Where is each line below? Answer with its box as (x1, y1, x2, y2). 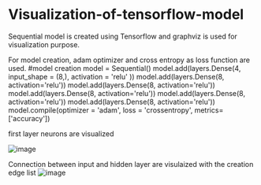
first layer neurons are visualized (8, 128, 114, 139)
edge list (8, 168, 37, 177)
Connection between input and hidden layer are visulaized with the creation (8, 159, 254, 168)
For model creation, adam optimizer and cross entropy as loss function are (8, 55, 251, 65)
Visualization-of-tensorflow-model (8, 6, 244, 24)
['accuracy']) (8, 113, 50, 123)
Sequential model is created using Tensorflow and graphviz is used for (8, 31, 238, 41)
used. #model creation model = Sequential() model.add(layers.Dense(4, (8, 63, 241, 72)
